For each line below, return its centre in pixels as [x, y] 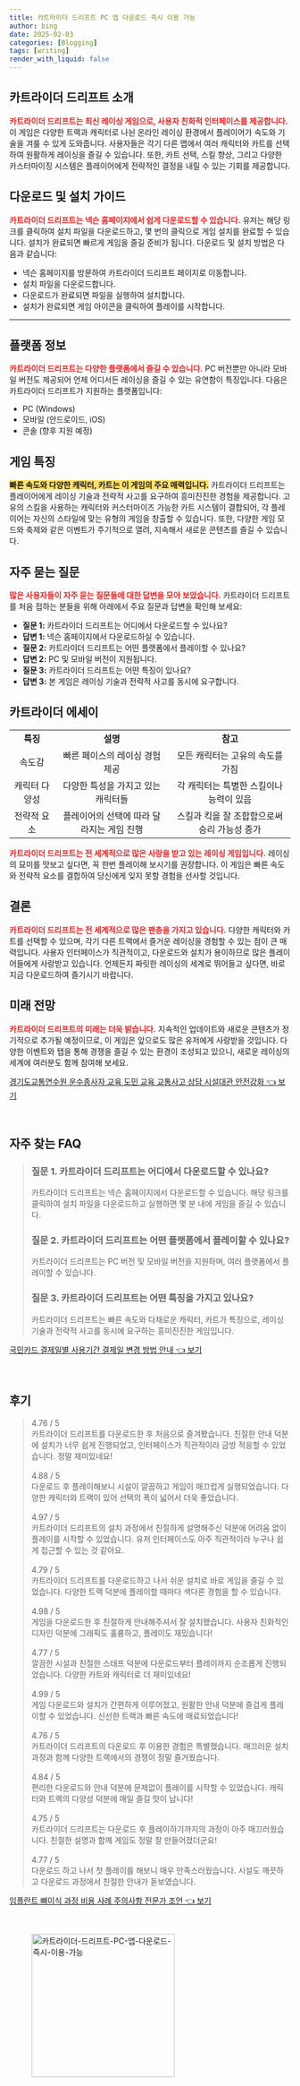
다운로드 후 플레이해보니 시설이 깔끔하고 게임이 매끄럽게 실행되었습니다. [155, 1486]
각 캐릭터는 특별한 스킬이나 [230, 785]
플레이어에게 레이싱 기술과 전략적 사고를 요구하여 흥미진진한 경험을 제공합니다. [145, 496]
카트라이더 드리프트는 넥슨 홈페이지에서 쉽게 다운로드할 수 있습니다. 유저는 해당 [145, 219]
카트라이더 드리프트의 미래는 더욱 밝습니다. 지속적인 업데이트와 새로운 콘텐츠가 [145, 1029]
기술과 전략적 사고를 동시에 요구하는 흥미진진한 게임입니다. [133, 1330]
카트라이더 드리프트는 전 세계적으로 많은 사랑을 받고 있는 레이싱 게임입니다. [137, 853]
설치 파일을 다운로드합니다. [69, 284]
